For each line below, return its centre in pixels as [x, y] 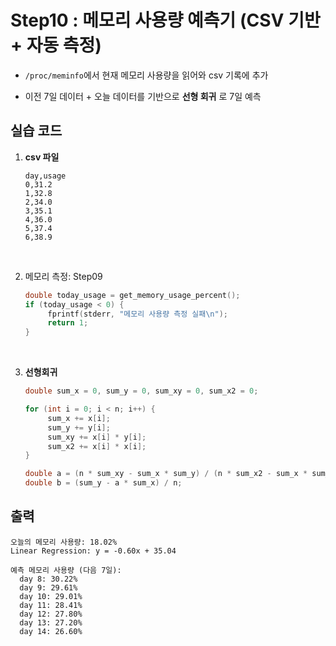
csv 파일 [42, 157]
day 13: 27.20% [51, 622]
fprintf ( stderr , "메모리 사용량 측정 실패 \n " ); [138, 314]
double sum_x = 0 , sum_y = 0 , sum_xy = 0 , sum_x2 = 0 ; [141, 391]
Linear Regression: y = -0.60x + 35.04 [93, 551]
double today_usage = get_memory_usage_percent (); [132, 295]
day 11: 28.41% [51, 605]
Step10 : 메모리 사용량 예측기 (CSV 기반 [165, 20]
